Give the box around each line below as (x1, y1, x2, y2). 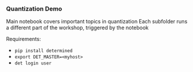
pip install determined (14, 48, 73, 54)
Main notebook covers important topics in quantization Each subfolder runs (6, 18, 188, 25)
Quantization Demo (6, 5, 63, 13)
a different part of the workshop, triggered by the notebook (6, 24, 149, 31)
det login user (14, 60, 52, 66)
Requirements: (6, 36, 41, 43)
